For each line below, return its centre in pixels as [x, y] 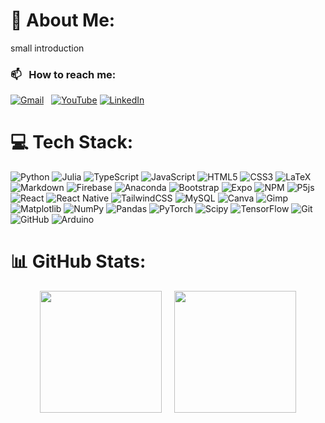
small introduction [47, 48]
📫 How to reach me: [63, 74]
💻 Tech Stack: [72, 142]
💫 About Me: [63, 20]
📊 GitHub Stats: [78, 261]
